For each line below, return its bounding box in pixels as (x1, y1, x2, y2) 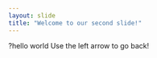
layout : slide (8, 11, 56, 20)
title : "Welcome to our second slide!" (8, 19, 143, 27)
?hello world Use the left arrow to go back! (8, 41, 150, 50)
